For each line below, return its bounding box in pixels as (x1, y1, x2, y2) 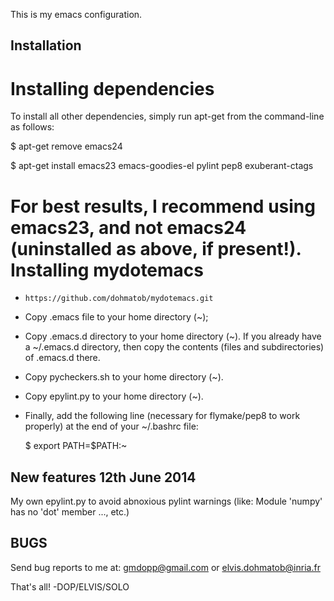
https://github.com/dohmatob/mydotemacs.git (24, 294, 214, 304)
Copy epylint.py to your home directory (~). (24, 390, 204, 403)
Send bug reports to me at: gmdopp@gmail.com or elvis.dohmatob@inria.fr (10, 561, 321, 573)
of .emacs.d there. (24, 352, 101, 364)
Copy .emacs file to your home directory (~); (24, 311, 209, 323)
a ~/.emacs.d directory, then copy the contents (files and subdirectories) (24, 341, 325, 353)
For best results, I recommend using (10, 195, 316, 218)
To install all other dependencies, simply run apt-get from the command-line (10, 110, 325, 123)
